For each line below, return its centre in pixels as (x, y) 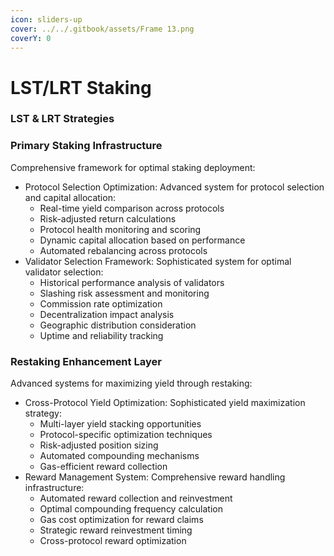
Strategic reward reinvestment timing (116, 530)
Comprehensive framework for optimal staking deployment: (133, 167)
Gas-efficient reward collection (103, 467)
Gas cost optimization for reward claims (121, 520)
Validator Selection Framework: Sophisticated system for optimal (158, 261)
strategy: (43, 413)
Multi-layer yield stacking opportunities (120, 424)
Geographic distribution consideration (118, 325)
